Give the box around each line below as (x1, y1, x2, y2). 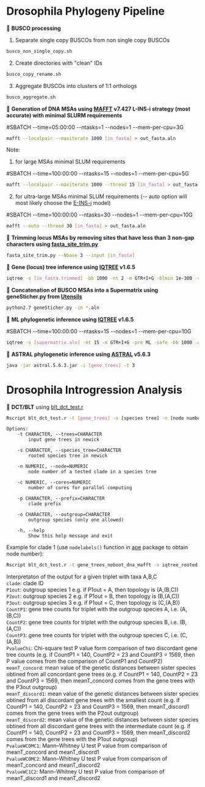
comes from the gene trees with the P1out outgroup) (6, 736, 138, 743)
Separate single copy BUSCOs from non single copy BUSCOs (15, 36, 170, 43)
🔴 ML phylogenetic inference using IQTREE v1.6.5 (6, 316, 134, 323)
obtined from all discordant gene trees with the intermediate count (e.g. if (6, 723, 191, 730)
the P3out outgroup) (6, 684, 57, 691)
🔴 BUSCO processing (6, 24, 61, 32)
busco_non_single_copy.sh (6, 48, 72, 54)
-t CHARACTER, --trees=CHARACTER (17, 431, 103, 438)
